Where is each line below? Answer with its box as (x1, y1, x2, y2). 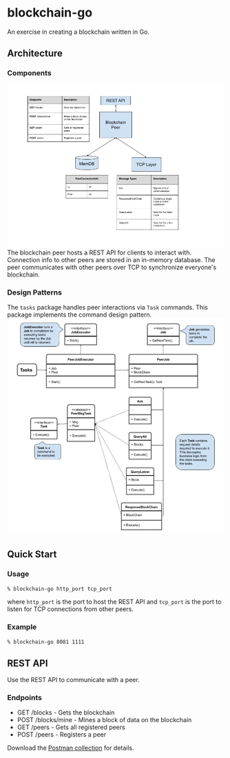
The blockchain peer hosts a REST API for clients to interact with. (7, 248, 192, 257)
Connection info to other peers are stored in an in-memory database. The (7, 255, 216, 263)
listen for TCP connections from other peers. (7, 605, 134, 613)
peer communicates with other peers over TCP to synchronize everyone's (7, 263, 217, 271)
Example (7, 622, 37, 632)
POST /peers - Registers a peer (17, 730, 107, 739)
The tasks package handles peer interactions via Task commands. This (7, 303, 209, 311)
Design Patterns (7, 288, 62, 297)
